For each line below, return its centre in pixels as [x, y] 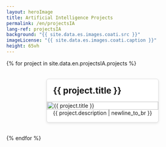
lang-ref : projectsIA [34, 29]
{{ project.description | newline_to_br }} [103, 113]
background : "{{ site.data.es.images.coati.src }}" [73, 35]
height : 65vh [23, 46]
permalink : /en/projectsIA [41, 23]
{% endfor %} [24, 138]
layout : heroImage [30, 12]
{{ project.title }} [87, 90]
